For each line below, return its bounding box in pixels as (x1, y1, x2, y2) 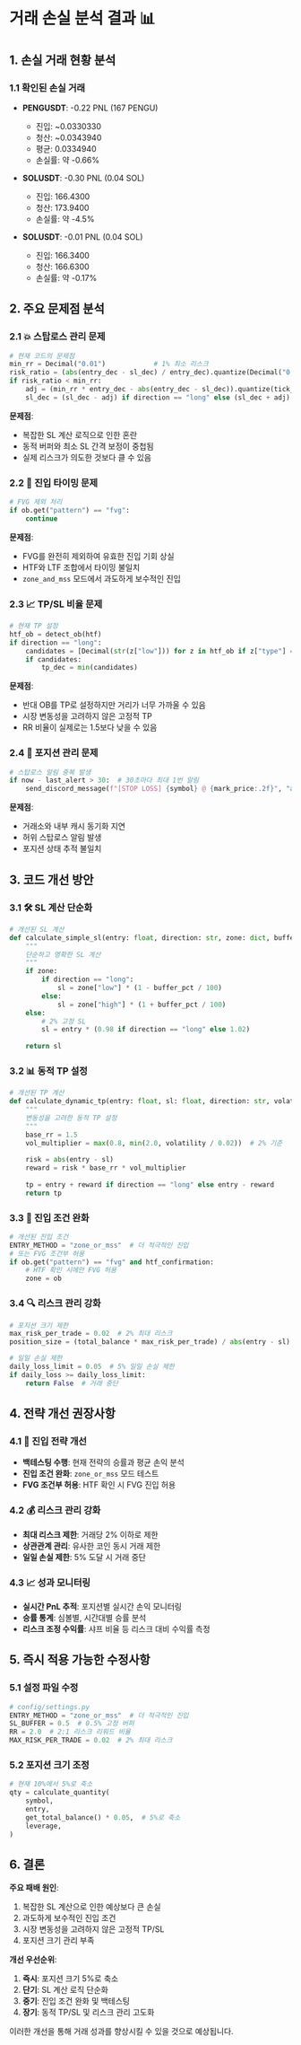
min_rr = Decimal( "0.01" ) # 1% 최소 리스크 (9, 360, 209, 369)
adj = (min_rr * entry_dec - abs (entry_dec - (25, 385, 199, 394)
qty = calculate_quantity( (9, 1788, 110, 1797)
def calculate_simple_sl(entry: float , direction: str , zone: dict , (9, 933, 271, 943)
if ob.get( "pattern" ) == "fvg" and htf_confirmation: (9, 1258, 215, 1267)
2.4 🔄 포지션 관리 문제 (9, 747, 99, 759)
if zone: (25, 967, 58, 976)
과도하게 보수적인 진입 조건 (21, 1913, 116, 1924)
